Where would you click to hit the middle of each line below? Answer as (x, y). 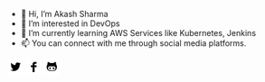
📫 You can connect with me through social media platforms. (133, 43)
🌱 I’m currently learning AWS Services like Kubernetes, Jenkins (138, 33)
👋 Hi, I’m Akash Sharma (64, 14)
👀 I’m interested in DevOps (70, 23)
